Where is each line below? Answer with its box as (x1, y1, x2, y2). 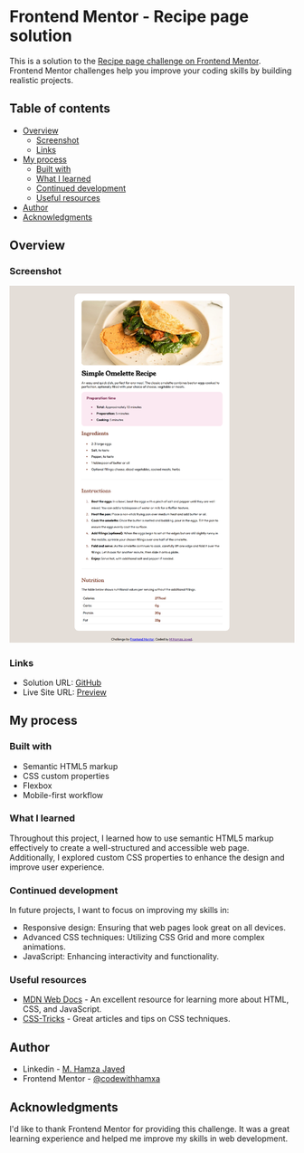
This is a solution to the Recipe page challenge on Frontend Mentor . (9, 55, 261, 66)
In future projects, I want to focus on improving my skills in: (9, 905, 230, 916)
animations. (22, 941, 66, 952)
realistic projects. (9, 74, 74, 85)
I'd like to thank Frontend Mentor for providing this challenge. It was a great (9, 1124, 290, 1135)
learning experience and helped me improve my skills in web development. (9, 1133, 289, 1144)
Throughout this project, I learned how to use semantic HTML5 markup (9, 833, 274, 843)
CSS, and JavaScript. (22, 1004, 102, 1015)
